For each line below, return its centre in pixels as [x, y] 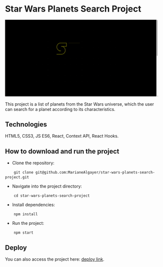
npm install [26, 214]
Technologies [26, 124]
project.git [17, 177]
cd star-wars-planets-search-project [52, 196]
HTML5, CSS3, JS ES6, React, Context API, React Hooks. [62, 136]
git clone [24, 173]
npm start [24, 233]
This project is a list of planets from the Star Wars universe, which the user [80, 104]
